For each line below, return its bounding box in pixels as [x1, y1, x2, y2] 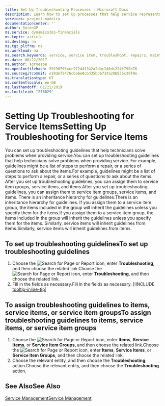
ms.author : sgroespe [5, 62, 48, 67]
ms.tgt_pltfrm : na [5, 44, 43, 49]
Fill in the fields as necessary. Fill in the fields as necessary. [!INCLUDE [12, 281, 155, 287]
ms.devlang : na [5, 39, 36, 44]
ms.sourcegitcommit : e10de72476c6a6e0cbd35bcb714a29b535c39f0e [5, 71, 137, 76]
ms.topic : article [5, 35, 43, 40]
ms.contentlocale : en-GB [5, 80, 56, 85]
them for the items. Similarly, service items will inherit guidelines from [5, 220, 146, 226]
